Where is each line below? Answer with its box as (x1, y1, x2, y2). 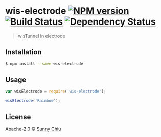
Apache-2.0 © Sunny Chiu (5, 126, 61, 132)
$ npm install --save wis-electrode (5, 61, 83, 66)
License (5, 112, 31, 121)
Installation (5, 48, 42, 56)
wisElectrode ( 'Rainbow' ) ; (5, 98, 60, 103)
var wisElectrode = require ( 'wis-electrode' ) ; (5, 89, 106, 94)
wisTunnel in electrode (17, 33, 65, 39)
